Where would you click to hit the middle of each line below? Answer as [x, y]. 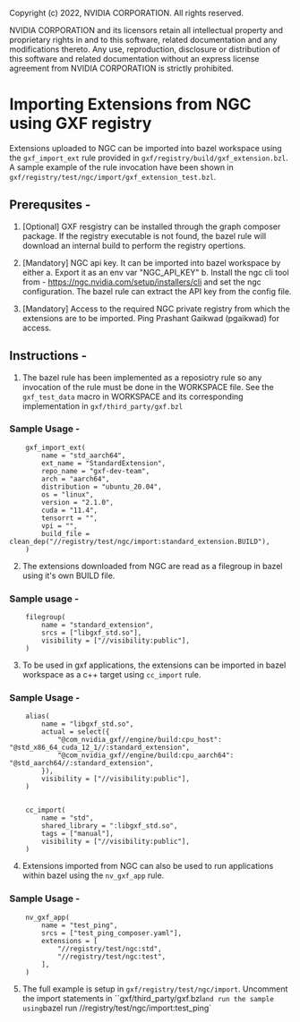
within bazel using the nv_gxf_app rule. [93, 875]
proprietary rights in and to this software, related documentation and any [143, 40]
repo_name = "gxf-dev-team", [96, 471]
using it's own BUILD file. [69, 575]
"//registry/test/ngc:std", [110, 949]
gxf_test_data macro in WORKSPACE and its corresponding [133, 396]
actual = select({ [76, 732]
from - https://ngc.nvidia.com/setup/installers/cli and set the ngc [141, 282]
